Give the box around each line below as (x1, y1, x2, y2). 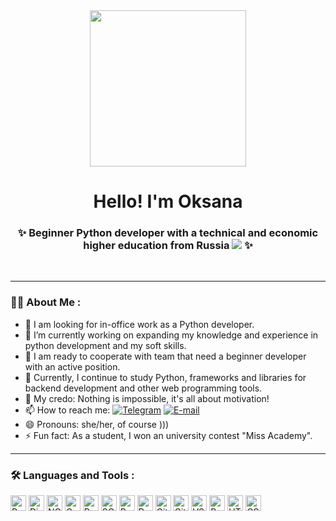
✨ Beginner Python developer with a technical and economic (17, 226, 319, 240)
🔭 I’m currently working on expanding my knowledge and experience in (24, 329, 319, 341)
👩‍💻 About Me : (10, 295, 82, 309)
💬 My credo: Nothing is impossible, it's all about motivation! (24, 392, 270, 404)
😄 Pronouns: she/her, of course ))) (24, 418, 170, 430)
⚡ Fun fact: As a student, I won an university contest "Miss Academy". (24, 429, 313, 441)
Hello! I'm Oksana (93, 190, 243, 213)
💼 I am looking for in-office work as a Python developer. (24, 318, 255, 330)
